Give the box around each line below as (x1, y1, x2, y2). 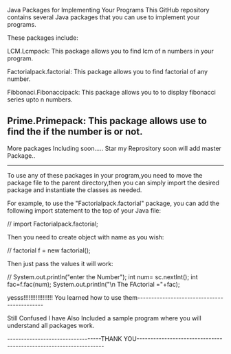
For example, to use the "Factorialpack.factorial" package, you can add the (7, 199, 220, 207)
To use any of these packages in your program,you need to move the (7, 171, 203, 179)
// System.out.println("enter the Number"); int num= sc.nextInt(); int (7, 272, 198, 281)
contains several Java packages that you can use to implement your (7, 13, 200, 21)
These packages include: (7, 34, 79, 42)
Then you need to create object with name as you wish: (7, 233, 164, 241)
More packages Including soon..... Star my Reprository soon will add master (7, 144, 222, 152)
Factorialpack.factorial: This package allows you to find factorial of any (7, 68, 208, 75)
